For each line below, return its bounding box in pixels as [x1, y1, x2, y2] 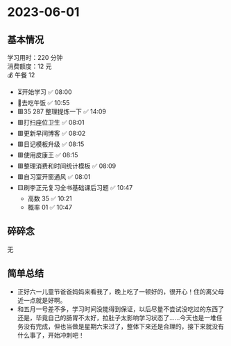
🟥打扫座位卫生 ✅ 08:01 [17, 118, 85, 126]
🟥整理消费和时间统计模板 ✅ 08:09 [17, 162, 117, 170]
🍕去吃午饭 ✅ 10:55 [17, 99, 70, 107]
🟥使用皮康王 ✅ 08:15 [17, 151, 78, 159]
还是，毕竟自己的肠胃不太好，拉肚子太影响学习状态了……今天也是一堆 [17, 313, 216, 322]
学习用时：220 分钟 [7, 54, 63, 61]
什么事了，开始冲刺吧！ [17, 331, 85, 339]
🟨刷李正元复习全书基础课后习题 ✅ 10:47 [17, 184, 133, 191]
